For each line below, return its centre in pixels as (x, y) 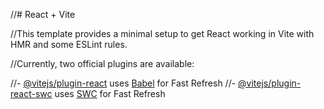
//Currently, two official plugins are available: (102, 63)
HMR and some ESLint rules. (69, 44)
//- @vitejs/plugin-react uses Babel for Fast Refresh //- (123, 83)
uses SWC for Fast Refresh (110, 93)
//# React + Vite (43, 14)
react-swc (31, 93)
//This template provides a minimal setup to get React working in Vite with (162, 33)
